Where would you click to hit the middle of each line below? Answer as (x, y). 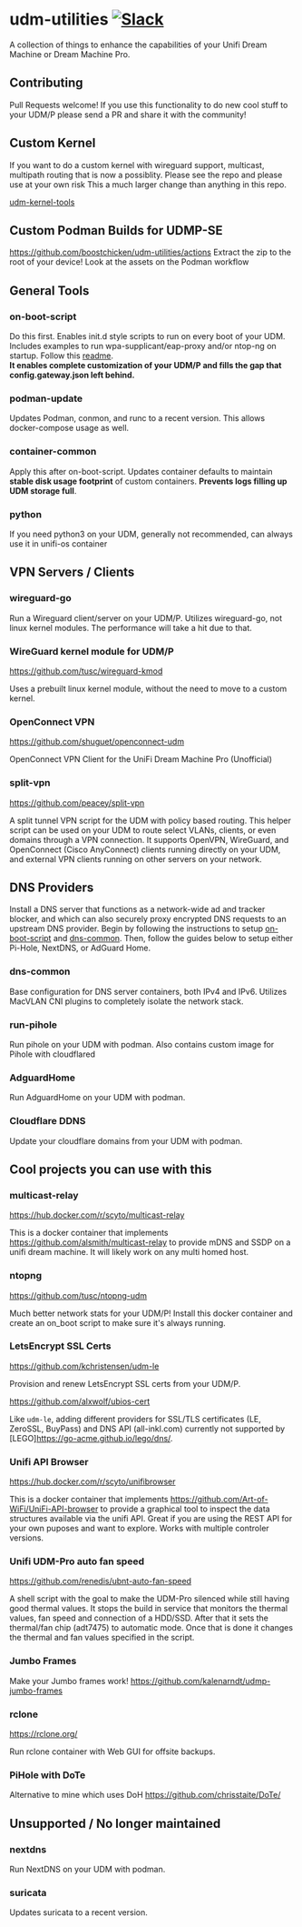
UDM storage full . (43, 490)
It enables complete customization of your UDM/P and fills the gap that (146, 366)
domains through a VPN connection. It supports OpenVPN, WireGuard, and (149, 839)
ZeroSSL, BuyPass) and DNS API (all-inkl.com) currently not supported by (147, 1429)
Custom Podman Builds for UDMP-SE (117, 231)
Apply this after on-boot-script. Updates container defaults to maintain (141, 471)
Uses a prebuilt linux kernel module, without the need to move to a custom (148, 688)
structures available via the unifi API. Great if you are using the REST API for (151, 1519)
